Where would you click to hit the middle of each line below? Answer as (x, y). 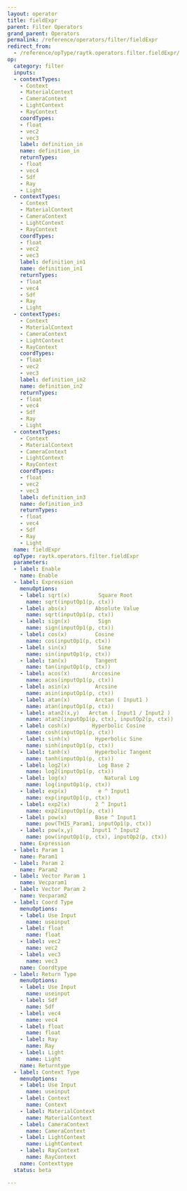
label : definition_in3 (53, 497)
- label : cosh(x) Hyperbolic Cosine (83, 726)
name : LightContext (54, 1144)
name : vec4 (42, 1020)
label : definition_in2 (53, 379)
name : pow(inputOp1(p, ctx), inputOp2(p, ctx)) (97, 837)
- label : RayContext (50, 1151)
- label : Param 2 (39, 863)
